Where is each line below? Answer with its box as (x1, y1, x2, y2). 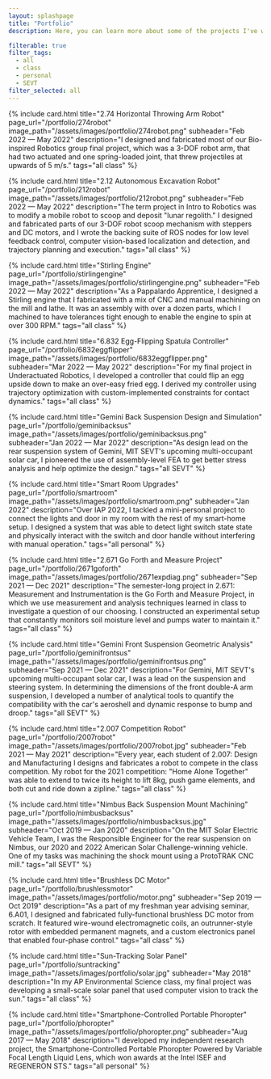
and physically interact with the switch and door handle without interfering (8, 530, 256, 540)
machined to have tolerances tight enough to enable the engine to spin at (8, 312, 252, 322)
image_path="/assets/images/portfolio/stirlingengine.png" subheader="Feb (8, 277, 261, 287)
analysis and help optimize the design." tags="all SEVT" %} (8, 463, 206, 473)
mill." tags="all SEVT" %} (8, 859, 92, 869)
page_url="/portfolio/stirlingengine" (8, 268, 127, 279)
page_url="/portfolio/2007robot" (8, 732, 116, 742)
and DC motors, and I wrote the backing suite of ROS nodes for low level (8, 227, 249, 237)
